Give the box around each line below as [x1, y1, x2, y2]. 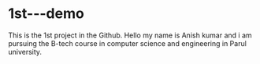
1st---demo [8, 5, 84, 23]
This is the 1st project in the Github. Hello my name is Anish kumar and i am [8, 30, 252, 40]
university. [8, 47, 42, 56]
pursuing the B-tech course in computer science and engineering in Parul [8, 38, 247, 48]
